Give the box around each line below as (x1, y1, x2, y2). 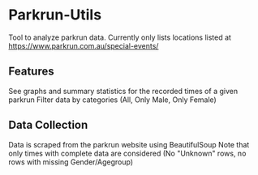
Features (8, 65, 54, 79)
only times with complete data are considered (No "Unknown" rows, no (8, 148, 247, 158)
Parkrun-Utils (8, 6, 102, 24)
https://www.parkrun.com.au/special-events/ (8, 41, 159, 50)
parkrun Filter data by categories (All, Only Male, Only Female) (8, 95, 217, 105)
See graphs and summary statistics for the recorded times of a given (8, 86, 238, 96)
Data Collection (8, 118, 88, 132)
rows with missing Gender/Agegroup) (8, 156, 134, 167)
